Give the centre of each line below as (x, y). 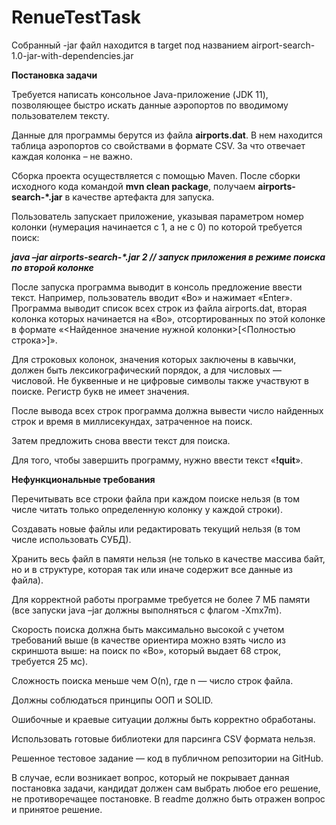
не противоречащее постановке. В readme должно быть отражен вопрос (168, 798)
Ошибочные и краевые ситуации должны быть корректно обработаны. (163, 719)
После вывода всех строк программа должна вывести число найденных (167, 410)
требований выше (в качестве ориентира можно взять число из (148, 640)
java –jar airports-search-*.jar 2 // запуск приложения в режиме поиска (168, 257)
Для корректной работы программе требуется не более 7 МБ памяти (161, 599)
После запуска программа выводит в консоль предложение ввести (157, 287)
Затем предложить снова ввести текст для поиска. (121, 440)
